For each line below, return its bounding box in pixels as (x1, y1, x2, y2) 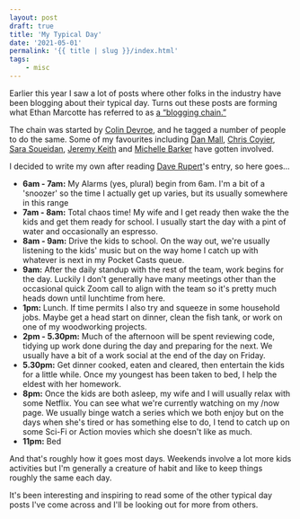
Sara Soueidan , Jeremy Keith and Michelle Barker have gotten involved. (9, 143, 274, 154)
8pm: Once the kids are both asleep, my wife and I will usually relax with (22, 388, 291, 399)
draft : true (9, 22, 54, 31)
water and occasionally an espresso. (22, 225, 159, 236)
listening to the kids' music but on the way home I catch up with (22, 244, 259, 256)
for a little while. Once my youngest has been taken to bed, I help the (22, 369, 278, 380)
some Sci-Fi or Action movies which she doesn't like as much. (22, 426, 253, 436)
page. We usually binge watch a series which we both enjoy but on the (22, 407, 285, 418)
